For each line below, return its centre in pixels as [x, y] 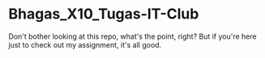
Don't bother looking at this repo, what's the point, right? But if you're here [132, 36]
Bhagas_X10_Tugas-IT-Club [104, 14]
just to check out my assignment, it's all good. [85, 44]
